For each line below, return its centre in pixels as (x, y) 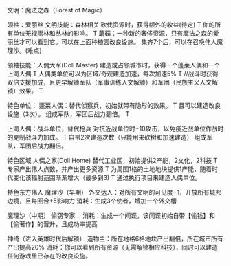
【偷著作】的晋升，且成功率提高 (52, 224)
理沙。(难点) (25, 51)
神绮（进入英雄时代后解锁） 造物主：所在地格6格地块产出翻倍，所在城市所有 (115, 239)
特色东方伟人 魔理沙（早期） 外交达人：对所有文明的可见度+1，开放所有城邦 (114, 192)
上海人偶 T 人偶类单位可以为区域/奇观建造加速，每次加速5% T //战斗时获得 (113, 74)
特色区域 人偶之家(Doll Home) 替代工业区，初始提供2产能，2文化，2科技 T (112, 160)
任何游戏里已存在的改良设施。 (49, 256)
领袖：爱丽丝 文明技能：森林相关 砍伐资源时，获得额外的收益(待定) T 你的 (111, 25)
